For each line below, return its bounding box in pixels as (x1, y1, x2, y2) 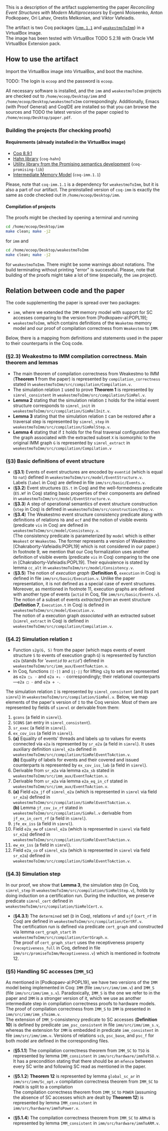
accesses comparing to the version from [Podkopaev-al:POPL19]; (12, 315, 148, 321)
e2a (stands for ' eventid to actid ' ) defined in (12, 658, 104, 664)
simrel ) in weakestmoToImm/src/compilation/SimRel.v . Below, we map (5, 694, 148, 700)
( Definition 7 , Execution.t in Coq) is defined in (12, 602, 109, 608)
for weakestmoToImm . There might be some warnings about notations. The (5, 261, 154, 267)
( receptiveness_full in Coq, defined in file (12, 945, 100, 951)
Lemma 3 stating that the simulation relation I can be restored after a (12, 413, 155, 419)
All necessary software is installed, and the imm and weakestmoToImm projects (5, 88, 161, 94)
